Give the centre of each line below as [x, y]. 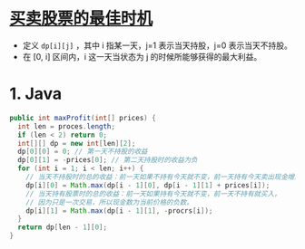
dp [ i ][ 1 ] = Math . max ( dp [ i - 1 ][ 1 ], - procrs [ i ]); [119, 211]
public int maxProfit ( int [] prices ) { [83, 118]
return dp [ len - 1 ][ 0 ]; [62, 227]
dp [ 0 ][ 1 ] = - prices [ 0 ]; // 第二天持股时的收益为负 [108, 160]
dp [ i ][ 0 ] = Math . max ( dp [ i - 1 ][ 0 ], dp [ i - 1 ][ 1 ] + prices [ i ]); [148, 185]
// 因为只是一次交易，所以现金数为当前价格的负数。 [109, 202]
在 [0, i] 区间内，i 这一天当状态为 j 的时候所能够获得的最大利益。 [142, 56]
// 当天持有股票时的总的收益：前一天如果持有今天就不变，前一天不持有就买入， [153, 194]
